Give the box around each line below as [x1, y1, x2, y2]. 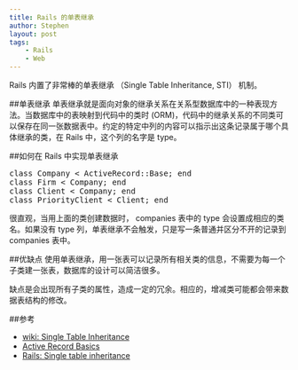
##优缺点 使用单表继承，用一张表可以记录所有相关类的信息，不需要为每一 [9, 254, 278, 264]
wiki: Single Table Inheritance [21, 332, 130, 342]
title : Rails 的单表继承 [9, 12, 95, 22]
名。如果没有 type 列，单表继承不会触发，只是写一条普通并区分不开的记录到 [9, 224, 286, 234]
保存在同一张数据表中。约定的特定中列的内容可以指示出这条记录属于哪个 [16, 121, 281, 131]
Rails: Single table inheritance [21, 350, 130, 360]
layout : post [9, 29, 58, 38]
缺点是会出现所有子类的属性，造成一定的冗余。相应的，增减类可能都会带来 [9, 284, 281, 294]
